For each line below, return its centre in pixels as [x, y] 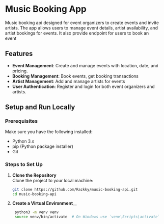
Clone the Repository [34, 175]
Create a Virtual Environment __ [44, 203]
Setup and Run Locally [40, 107]
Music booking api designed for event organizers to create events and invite [82, 23]
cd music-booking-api [34, 194]
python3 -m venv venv [37, 212]
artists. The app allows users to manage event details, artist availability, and [82, 28]
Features [19, 54]
